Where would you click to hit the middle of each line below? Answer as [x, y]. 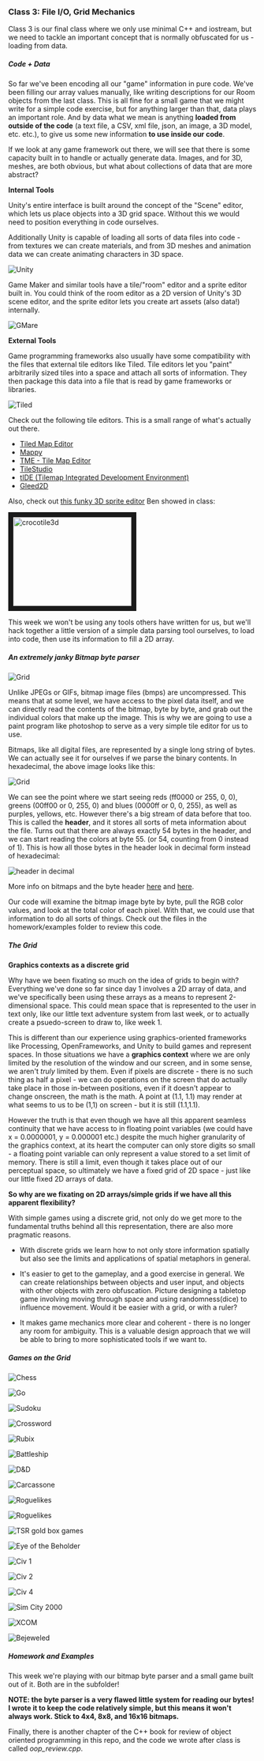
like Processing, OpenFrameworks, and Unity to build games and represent [130, 1046]
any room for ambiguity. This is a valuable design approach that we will [135, 1331]
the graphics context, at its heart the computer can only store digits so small [132, 1145]
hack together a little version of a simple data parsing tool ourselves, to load [131, 631]
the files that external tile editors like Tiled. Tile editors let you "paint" [120, 364]
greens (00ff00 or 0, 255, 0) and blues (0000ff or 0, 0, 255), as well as [123, 805]
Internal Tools [31, 190]
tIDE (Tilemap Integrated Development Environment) [104, 477]
